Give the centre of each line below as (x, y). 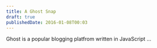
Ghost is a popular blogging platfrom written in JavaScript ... (78, 39)
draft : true (21, 17)
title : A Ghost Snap (31, 11)
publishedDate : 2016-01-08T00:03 (47, 22)
